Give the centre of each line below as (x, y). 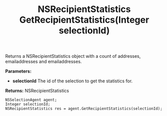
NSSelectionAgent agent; (31, 100)
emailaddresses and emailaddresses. (43, 62)
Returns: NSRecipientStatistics (37, 91)
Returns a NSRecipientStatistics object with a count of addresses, (73, 56)
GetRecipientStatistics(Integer (84, 20)
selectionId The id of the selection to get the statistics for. (72, 81)
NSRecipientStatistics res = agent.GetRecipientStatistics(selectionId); (84, 109)
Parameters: (18, 71)
